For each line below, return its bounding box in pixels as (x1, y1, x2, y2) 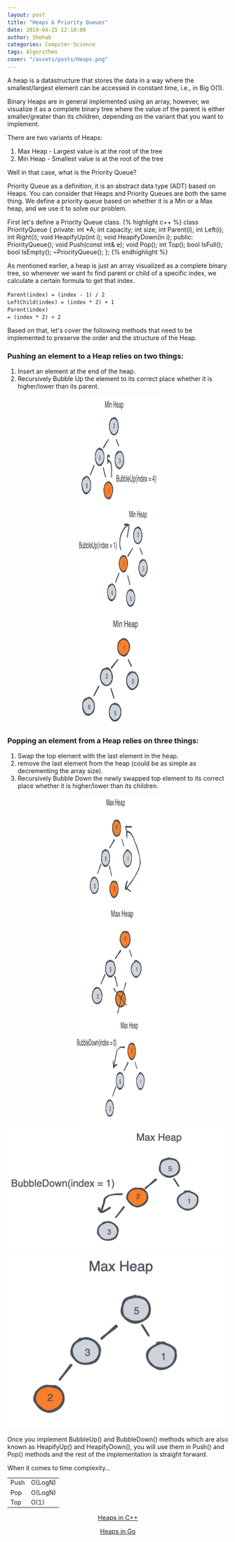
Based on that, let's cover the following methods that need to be (7, 326, 193, 334)
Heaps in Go (100, 1527, 136, 1536)
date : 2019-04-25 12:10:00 (7, 26, 86, 33)
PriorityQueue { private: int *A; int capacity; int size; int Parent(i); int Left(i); (7, 225, 224, 234)
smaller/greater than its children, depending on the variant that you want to (7, 112, 224, 120)
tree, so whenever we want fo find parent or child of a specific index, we (7, 268, 217, 277)
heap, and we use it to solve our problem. (7, 204, 128, 213)
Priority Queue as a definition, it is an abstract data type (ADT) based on (7, 182, 216, 190)
